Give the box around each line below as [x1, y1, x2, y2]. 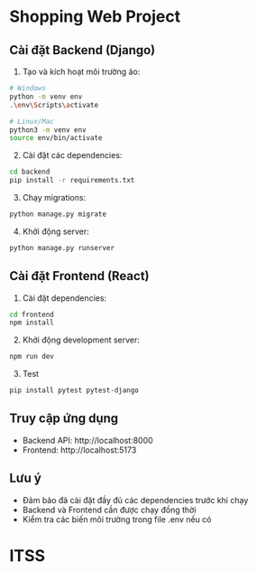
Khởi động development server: [22, 334, 140, 345]
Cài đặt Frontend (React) [9, 268, 150, 284]
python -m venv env [9, 92, 83, 101]
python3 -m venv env [9, 125, 87, 135]
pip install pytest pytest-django [9, 386, 140, 395]
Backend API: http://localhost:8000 [22, 435, 153, 445]
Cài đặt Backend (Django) [9, 42, 156, 58]
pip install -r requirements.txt [9, 176, 135, 185]
